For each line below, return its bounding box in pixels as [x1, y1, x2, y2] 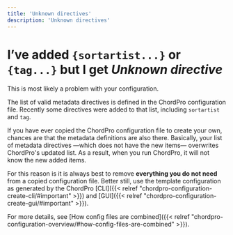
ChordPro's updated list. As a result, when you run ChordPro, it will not [7, 149, 210, 157]
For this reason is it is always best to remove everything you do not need [7, 169, 218, 178]
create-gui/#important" [7, 199, 74, 208]
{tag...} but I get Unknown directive [7, 61, 223, 77]
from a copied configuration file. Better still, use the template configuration [7, 177, 221, 185]
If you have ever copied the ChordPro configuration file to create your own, [7, 126, 223, 135]
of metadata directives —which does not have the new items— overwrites [7, 141, 219, 150]
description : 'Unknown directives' [7, 17, 111, 24]
